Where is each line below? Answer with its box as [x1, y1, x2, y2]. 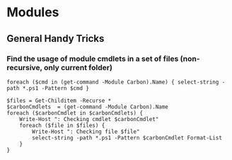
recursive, [6, 62, 43, 72]
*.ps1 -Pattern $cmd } [22, 84, 90, 92]
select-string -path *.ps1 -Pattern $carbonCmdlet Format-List [32, 134, 222, 142]
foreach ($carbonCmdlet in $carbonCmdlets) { [6, 109, 143, 117]
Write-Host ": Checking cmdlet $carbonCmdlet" [19, 115, 159, 122]
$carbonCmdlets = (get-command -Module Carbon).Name [6, 103, 169, 110]
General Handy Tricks [6, 33, 105, 45]
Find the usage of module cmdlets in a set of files [6, 54, 179, 64]
